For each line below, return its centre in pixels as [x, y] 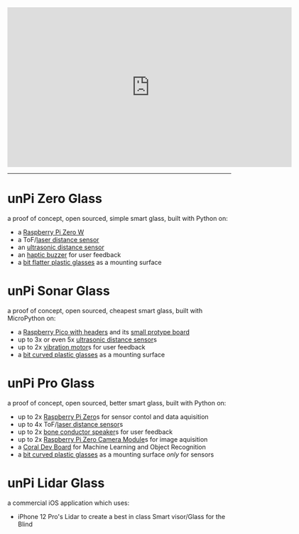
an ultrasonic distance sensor [61, 247]
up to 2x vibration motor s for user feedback [81, 347]
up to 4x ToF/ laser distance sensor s [70, 424]
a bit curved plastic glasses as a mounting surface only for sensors [116, 454]
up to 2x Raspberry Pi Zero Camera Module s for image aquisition [113, 439]
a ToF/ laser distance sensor [58, 239]
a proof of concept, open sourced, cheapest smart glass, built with [105, 310]
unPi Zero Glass [55, 199]
